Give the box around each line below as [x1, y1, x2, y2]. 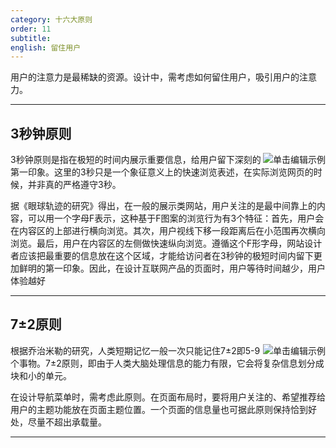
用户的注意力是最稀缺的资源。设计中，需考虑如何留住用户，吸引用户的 [10, 71, 300, 83]
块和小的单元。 [10, 369, 72, 381]
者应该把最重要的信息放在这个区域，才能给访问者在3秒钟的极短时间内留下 [10, 250, 314, 262]
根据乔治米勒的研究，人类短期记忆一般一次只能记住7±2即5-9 [10, 344, 261, 356]
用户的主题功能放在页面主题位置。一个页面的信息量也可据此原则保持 [10, 403, 291, 415]
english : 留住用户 [10, 42, 82, 53]
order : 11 [10, 24, 52, 34]
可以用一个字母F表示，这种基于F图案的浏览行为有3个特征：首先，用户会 [27, 212, 325, 225]
